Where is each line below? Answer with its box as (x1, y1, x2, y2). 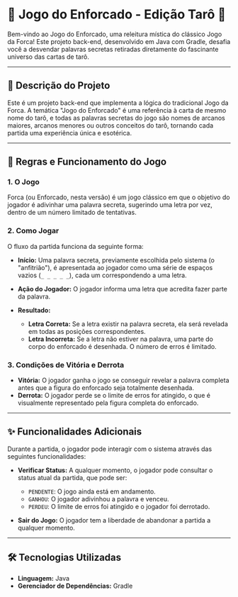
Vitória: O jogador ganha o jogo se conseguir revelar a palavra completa (17, 376, 229, 385)
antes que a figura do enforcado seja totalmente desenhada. (17, 384, 195, 392)
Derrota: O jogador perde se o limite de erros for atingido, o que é (17, 391, 211, 400)
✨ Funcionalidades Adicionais (7, 425, 142, 438)
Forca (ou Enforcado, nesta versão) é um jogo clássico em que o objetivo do (7, 193, 230, 201)
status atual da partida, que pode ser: (17, 473, 127, 481)
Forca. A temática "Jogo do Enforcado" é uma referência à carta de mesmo (7, 106, 227, 114)
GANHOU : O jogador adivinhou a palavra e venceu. (28, 494, 169, 503)
